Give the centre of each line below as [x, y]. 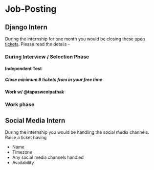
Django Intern [26, 27]
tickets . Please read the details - [37, 44]
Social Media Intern [35, 120]
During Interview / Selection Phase [47, 56]
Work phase [20, 105]
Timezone [22, 152]
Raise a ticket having [26, 138]
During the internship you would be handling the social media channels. [77, 132]
